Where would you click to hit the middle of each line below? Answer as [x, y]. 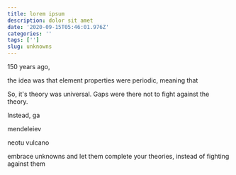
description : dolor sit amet [50, 20]
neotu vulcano [28, 143]
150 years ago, [29, 67]
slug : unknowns [30, 47]
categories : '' [30, 34]
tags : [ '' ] [23, 40]
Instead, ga [24, 115]
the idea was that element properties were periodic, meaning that [103, 80]
